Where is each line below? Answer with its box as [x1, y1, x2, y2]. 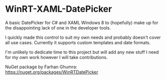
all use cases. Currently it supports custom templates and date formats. [5, 39, 151, 45]
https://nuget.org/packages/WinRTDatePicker [5, 69, 98, 75]
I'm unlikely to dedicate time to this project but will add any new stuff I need [5, 49, 159, 55]
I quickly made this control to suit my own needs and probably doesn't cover [5, 34, 161, 40]
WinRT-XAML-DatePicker [5, 3, 112, 15]
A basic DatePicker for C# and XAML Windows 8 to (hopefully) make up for [5, 20, 159, 26]
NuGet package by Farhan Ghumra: [5, 64, 78, 70]
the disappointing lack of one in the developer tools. [5, 25, 111, 30]
